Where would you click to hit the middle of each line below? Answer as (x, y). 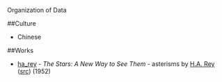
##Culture (22, 23)
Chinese (29, 37)
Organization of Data (37, 10)
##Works (20, 50)
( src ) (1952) (34, 71)
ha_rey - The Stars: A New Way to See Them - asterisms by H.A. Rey (116, 64)
